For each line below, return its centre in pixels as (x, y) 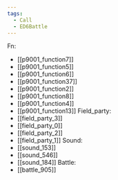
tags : (15, 13)
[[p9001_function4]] (46, 104)
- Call (23, 20)
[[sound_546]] (37, 155)
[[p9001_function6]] (46, 74)
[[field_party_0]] (40, 126)
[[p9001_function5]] (45, 67)
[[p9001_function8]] (46, 96)
